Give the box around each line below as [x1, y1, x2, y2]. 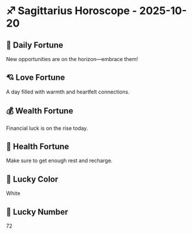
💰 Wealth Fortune [6, 106, 73, 116]
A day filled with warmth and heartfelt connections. [6, 88, 130, 95]
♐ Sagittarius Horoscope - [6, 4, 137, 18]
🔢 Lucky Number [6, 207, 69, 217]
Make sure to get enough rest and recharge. [6, 157, 113, 164]
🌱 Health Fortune [6, 142, 69, 152]
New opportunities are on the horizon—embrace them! [6, 56, 139, 62]
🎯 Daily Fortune [6, 40, 63, 50]
